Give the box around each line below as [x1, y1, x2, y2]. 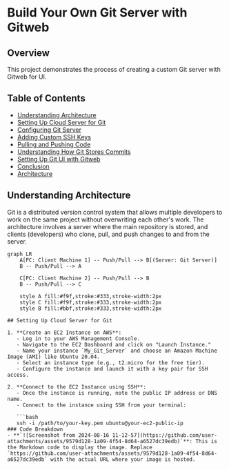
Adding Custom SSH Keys [17, 133, 92, 141]
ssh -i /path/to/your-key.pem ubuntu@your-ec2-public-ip [16, 420, 184, 427]
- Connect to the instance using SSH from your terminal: [16, 402, 187, 409]
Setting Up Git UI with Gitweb [17, 155, 101, 163]
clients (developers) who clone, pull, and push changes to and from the [7, 230, 210, 238]
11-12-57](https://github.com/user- [112, 431, 217, 439]
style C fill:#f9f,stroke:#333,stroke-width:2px [19, 299, 162, 306]
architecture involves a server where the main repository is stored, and [7, 222, 208, 231]
